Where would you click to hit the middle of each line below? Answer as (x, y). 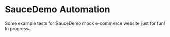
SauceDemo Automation (58, 9)
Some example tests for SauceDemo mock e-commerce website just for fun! (85, 23)
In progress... (19, 28)
